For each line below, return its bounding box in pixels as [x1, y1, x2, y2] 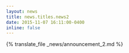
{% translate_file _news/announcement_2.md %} [6, 41, 124, 48]
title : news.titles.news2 [6, 14, 69, 20]
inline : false [6, 24, 41, 31]
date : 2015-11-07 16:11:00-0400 [6, 19, 85, 25]
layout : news [6, 8, 38, 15]
